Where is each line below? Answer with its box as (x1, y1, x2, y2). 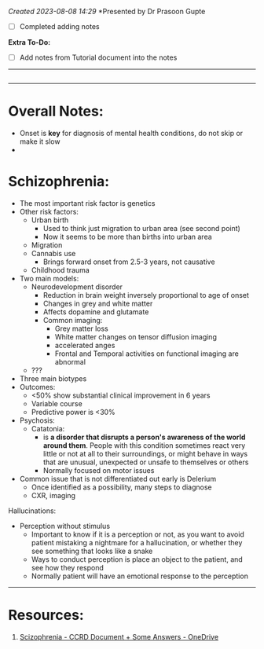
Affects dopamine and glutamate (42, 307, 149, 317)
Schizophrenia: (8, 173, 110, 191)
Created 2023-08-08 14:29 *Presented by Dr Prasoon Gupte (8, 7, 206, 16)
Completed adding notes (19, 22, 100, 31)
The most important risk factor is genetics (19, 199, 156, 207)
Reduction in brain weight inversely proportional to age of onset (42, 291, 250, 299)
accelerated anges (54, 341, 115, 350)
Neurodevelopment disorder (31, 282, 123, 291)
